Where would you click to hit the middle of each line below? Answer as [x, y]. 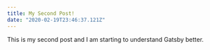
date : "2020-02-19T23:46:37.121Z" [56, 20]
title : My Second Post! [41, 13]
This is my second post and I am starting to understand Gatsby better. [105, 39]
